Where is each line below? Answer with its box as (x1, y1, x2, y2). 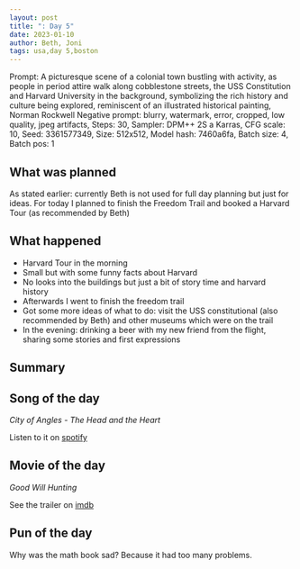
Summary (9, 360, 66, 375)
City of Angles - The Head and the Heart (9, 414, 160, 425)
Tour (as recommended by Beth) (9, 207, 131, 218)
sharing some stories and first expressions (22, 334, 181, 345)
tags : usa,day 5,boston (9, 47, 99, 56)
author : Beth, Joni (9, 38, 83, 48)
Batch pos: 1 (9, 139, 55, 149)
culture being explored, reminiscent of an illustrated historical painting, (9, 100, 272, 111)
